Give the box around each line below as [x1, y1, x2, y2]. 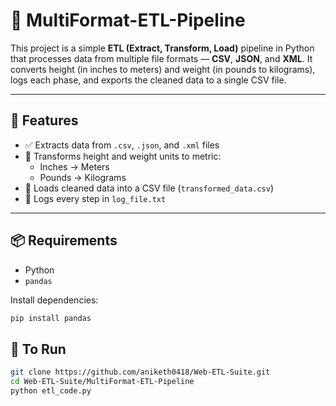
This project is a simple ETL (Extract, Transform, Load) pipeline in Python [10, 42, 315, 54]
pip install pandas [10, 313, 92, 323]
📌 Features [10, 112, 79, 129]
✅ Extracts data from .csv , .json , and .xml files [24, 139, 220, 151]
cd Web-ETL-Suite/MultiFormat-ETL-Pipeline [10, 377, 195, 387]
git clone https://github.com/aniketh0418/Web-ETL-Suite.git [10, 367, 271, 378]
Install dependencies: [10, 294, 99, 306]
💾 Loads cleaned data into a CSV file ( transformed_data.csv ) [24, 182, 275, 194]
